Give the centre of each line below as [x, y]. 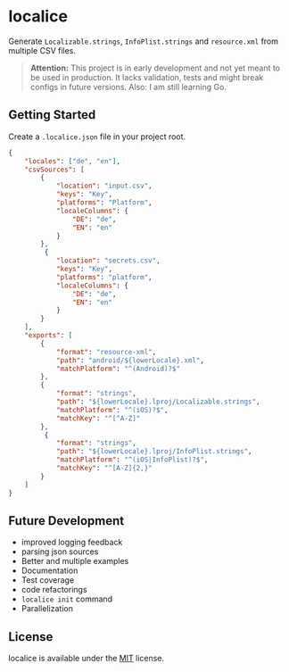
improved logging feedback [72, 543]
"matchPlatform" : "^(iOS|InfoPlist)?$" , [132, 460]
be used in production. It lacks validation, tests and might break [147, 77]
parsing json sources [60, 552]
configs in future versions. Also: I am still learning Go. [128, 87]
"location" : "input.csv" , [104, 186]
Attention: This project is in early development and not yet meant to [155, 68]
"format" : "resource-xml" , [106, 352]
